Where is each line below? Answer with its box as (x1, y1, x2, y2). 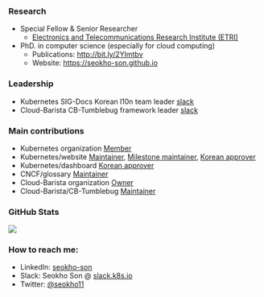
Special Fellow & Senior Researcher (19, 24, 138, 34)
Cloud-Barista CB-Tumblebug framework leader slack (19, 105, 199, 114)
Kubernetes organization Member (19, 143, 132, 153)
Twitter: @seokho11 (19, 279, 85, 289)
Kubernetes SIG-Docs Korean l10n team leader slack (19, 97, 195, 106)
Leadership (8, 78, 54, 89)
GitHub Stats (8, 206, 60, 217)
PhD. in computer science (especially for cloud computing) (19, 41, 216, 51)
